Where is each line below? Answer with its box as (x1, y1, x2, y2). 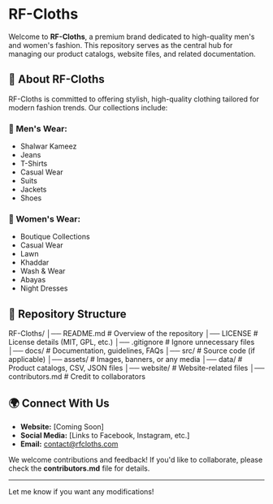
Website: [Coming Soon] (19, 421, 104, 431)
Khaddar (19, 257, 50, 268)
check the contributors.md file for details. (8, 463, 150, 473)
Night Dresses (19, 283, 68, 293)
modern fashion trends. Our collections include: (8, 102, 168, 112)
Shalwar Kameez (19, 141, 77, 151)
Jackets (19, 184, 47, 195)
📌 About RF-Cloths (8, 72, 105, 86)
